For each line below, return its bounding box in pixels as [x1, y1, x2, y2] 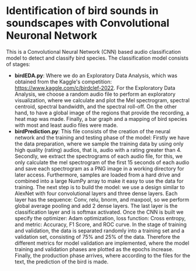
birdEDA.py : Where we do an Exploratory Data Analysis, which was [14, 72, 177, 79]
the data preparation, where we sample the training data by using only [14, 140, 184, 147]
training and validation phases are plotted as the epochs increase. [14, 245, 174, 252]
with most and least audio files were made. [14, 121, 118, 128]
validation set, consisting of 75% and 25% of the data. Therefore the [14, 233, 180, 240]
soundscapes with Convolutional [6, 16, 170, 30]
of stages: [6, 60, 30, 68]
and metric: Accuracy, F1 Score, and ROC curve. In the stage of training [14, 221, 187, 228]
